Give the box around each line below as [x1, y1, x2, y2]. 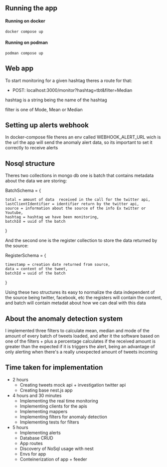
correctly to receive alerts [5, 145, 58, 151]
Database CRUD [19, 435, 53, 441]
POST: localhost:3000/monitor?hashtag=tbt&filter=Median [12, 87, 133, 93]
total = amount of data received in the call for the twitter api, [5, 197, 151, 202]
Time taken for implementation [5, 363, 103, 372]
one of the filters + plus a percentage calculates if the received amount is [5, 338, 156, 344]
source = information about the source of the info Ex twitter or [5, 206, 146, 211]
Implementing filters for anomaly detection [19, 414, 107, 420]
